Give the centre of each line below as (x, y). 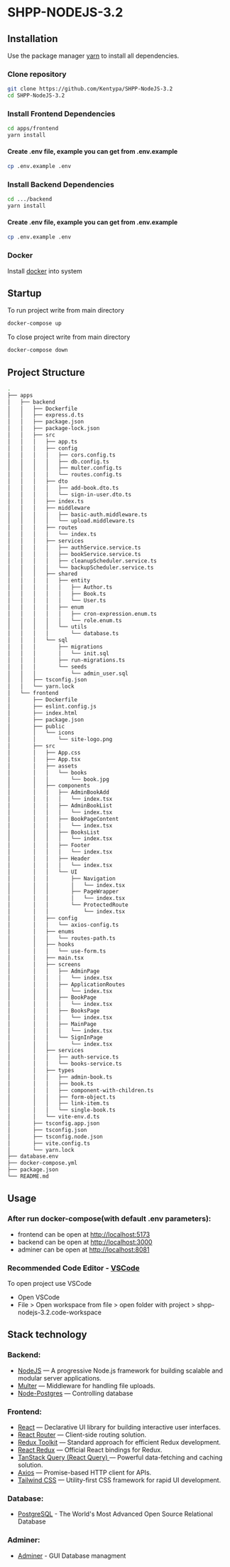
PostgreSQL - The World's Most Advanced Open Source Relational (115, 1514)
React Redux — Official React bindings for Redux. (90, 1450)
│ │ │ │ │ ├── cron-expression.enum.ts (82, 614)
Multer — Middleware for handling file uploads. (86, 1385)
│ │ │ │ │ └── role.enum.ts (65, 620)
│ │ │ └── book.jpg (59, 779)
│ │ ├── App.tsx (44, 759)
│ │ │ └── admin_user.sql (68, 674)
